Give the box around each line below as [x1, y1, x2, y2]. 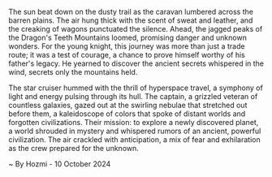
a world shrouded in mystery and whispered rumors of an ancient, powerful [8, 126, 261, 136]
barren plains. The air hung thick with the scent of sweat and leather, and [8, 15, 253, 25]
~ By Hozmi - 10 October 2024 [8, 159, 111, 169]
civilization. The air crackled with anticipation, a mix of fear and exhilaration [8, 135, 261, 145]
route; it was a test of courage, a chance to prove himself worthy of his [8, 50, 245, 59]
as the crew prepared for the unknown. [8, 144, 140, 153]
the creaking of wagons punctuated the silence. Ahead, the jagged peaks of [8, 24, 263, 33]
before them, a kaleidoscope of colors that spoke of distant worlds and [8, 109, 246, 119]
